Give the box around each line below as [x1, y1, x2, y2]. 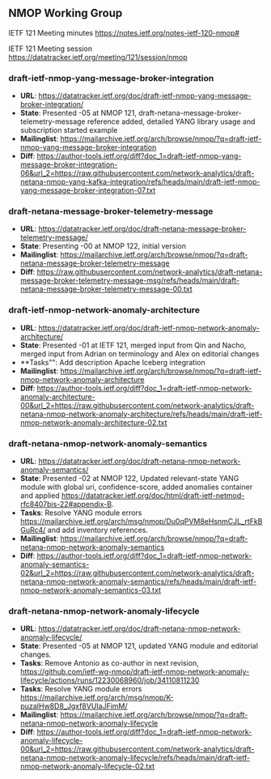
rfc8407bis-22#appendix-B [19, 500, 112, 509]
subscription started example [19, 126, 118, 135]
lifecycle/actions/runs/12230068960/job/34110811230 [19, 675, 200, 685]
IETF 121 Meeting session [8, 44, 93, 53]
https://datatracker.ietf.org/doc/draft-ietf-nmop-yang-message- [38, 91, 252, 100]
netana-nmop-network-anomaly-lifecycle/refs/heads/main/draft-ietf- [19, 753, 251, 763]
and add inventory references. [47, 526, 148, 534]
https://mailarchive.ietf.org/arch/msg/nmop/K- [19, 692, 174, 703]
